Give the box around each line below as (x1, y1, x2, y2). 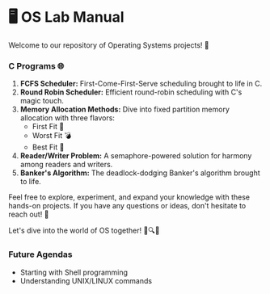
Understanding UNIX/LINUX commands (19, 275, 152, 285)
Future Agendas (8, 249, 73, 260)
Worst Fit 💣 (32, 131, 71, 141)
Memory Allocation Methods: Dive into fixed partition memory (19, 104, 230, 115)
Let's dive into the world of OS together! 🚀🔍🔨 (8, 225, 160, 236)
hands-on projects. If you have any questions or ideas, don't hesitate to (8, 201, 247, 211)
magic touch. (19, 96, 65, 106)
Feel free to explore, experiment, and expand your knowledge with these (8, 192, 251, 202)
